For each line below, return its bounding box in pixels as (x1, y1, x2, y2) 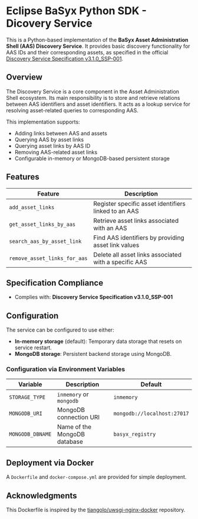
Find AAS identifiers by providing (93, 233, 184, 242)
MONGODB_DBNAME (9, 431, 52, 438)
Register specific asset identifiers (93, 199, 186, 207)
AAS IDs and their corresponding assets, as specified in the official (6, 48, 169, 56)
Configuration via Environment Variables (6, 365, 126, 374)
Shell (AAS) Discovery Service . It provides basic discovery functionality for (6, 43, 190, 50)
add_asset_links (9, 204, 55, 210)
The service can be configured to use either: (6, 326, 114, 333)
